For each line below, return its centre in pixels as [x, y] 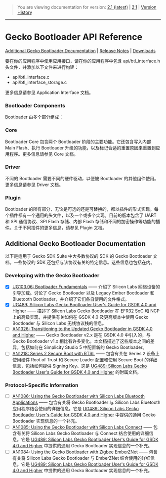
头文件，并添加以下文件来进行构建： [42, 67]
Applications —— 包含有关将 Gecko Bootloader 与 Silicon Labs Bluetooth [86, 402]
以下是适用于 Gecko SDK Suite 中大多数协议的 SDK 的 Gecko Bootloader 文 [81, 256]
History [25, 12]
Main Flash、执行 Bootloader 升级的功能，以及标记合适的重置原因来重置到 [81, 147]
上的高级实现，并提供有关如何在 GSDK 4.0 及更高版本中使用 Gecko [80, 317]
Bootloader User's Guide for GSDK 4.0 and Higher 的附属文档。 [77, 372]
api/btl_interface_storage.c [40, 82]
